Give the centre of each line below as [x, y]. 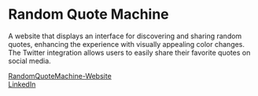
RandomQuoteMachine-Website [60, 76]
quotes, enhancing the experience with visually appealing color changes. [127, 44]
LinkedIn [22, 84]
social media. [29, 61]
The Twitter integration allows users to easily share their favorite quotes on [129, 52]
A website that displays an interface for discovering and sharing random [125, 36]
